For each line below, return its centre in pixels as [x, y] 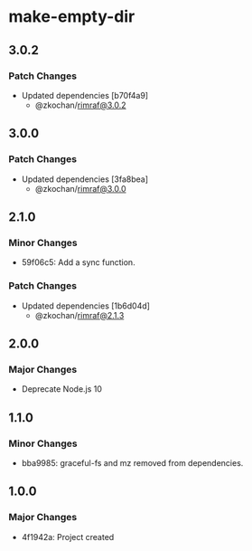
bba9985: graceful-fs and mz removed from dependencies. [132, 462]
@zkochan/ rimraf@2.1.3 [79, 315]
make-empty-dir [72, 17]
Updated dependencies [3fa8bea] [85, 179]
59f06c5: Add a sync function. [79, 262]
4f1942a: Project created [68, 537]
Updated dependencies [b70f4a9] [85, 95]
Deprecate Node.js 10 [62, 389]
